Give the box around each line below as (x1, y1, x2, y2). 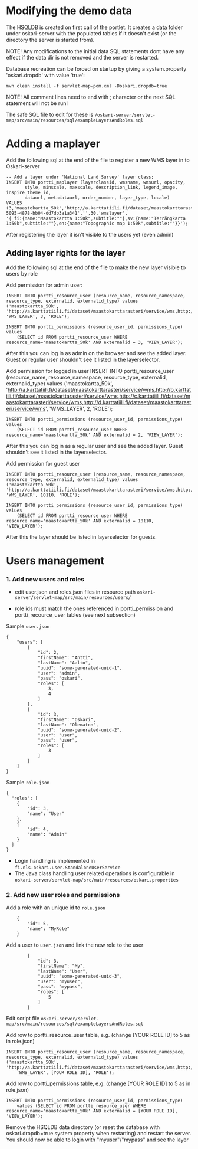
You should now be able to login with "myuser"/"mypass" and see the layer (6, 1136, 189, 1143)
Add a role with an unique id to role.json (6, 904, 106, 911)
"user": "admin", (37, 670, 81, 676)
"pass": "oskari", (37, 676, 83, 682)
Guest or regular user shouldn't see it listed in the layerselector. (6, 356, 160, 363)
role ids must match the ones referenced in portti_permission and (14, 605, 174, 612)
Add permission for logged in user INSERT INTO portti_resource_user (6, 367, 174, 374)
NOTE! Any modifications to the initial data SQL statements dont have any (6, 47, 184, 54)
